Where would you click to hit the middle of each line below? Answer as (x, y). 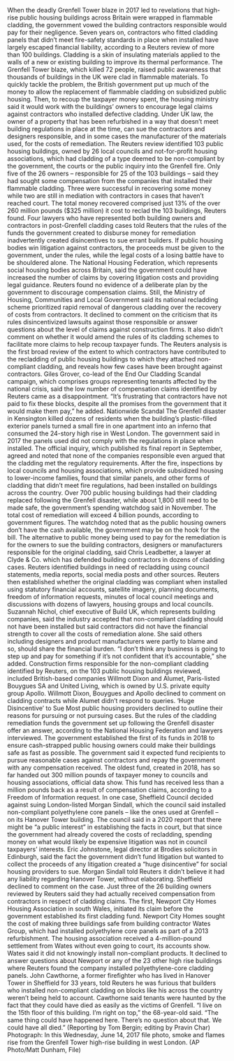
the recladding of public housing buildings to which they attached (102, 359)
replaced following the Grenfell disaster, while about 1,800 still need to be (113, 500)
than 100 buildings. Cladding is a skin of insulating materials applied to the (114, 55)
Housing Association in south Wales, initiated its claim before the (100, 909)
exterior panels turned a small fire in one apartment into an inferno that (109, 426)
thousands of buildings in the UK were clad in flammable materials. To (108, 77)
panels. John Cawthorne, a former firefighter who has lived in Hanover (109, 975)
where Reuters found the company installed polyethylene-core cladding (111, 968)
